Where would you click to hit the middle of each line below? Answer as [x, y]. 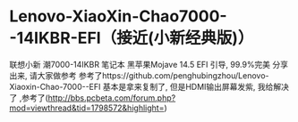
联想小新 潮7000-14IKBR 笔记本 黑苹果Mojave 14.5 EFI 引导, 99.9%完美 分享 [149, 64]
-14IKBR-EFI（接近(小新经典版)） [132, 38]
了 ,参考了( [29, 98]
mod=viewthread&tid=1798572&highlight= [87, 108]
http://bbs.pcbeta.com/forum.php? [112, 98]
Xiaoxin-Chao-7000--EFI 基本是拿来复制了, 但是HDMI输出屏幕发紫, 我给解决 [149, 86]
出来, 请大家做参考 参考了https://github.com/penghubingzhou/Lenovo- [139, 75]
